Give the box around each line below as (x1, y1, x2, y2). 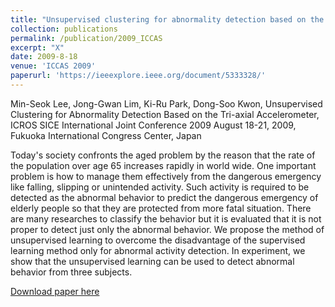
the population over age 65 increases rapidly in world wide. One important (10, 159, 317, 171)
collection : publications (10, 24, 118, 34)
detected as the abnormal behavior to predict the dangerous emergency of (10, 191, 319, 203)
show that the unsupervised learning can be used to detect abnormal (10, 255, 295, 267)
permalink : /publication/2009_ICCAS (10, 33, 163, 43)
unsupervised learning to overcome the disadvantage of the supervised (10, 234, 306, 246)
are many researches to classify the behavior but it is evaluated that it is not (10, 212, 322, 225)
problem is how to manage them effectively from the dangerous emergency (10, 170, 322, 182)
